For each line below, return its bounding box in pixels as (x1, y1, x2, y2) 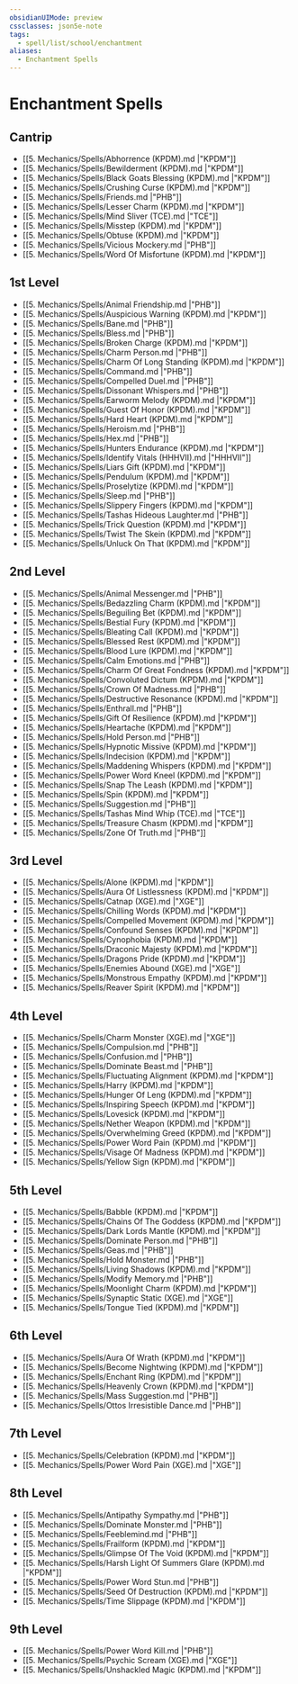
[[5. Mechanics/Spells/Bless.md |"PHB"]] (22, 328, 175, 338)
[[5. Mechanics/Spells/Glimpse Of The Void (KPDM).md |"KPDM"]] (22, 1547, 270, 1558)
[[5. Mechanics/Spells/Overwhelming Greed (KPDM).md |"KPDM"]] (22, 1128, 272, 1139)
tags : (9, 30, 30, 39)
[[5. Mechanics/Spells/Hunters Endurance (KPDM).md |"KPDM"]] (22, 442, 265, 453)
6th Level (9, 1328, 63, 1344)
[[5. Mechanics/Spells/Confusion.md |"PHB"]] (22, 1051, 193, 1062)
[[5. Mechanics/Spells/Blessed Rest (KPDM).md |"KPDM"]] (22, 635, 241, 646)
